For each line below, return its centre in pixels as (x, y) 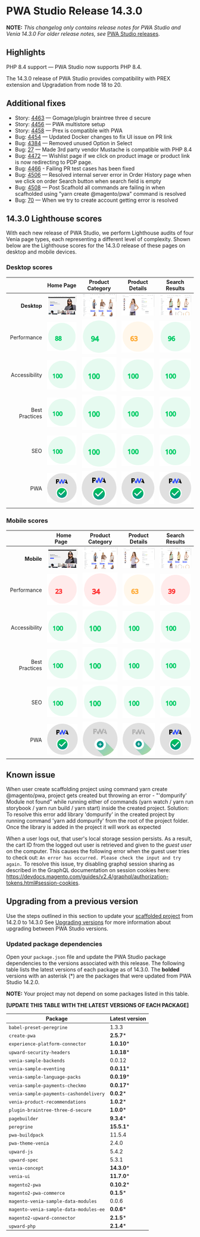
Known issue (31, 775)
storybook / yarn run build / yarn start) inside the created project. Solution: (98, 808)
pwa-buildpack (26, 1135)
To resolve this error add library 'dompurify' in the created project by (90, 814)
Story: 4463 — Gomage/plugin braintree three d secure (83, 118)
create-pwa (22, 1036)
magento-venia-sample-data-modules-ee (57, 1210)
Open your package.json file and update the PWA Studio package (86, 957)
